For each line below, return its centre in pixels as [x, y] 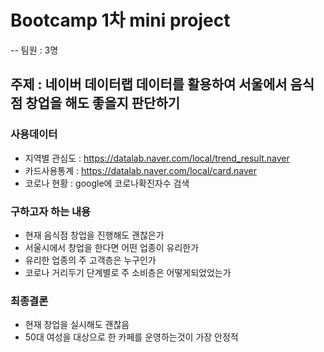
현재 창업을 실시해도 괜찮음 [77, 325]
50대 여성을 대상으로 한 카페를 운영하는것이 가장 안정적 [131, 337]
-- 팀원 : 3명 [34, 50]
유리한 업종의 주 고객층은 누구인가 [90, 260]
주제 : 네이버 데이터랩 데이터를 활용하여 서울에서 [149, 84]
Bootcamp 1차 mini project [120, 20]
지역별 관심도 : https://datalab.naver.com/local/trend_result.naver [157, 158]
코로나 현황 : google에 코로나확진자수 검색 [107, 183]
